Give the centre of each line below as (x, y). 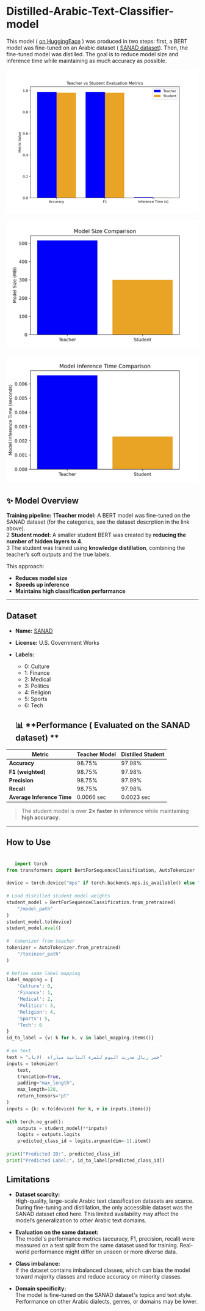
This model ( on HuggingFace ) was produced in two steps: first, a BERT (97, 41)
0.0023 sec (136, 797)
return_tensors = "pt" (43, 1096)
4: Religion (38, 692)
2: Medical (38, 679)
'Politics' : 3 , (37, 1005)
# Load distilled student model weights (59, 896)
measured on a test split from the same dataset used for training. (97, 1245)
